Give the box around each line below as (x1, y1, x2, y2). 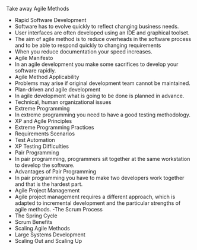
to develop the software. (14, 162, 75, 169)
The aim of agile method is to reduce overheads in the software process (14, 36, 192, 42)
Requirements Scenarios (14, 130, 75, 137)
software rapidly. (14, 67, 56, 74)
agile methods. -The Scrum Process (14, 206, 103, 213)
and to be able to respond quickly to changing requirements (14, 42, 161, 49)
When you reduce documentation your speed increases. (14, 48, 152, 55)
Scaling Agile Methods (14, 225, 70, 232)
